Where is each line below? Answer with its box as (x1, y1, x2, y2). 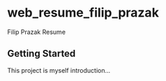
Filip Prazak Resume (7, 28, 66, 36)
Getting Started (7, 48, 76, 60)
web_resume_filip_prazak (7, 5, 159, 21)
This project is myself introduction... (7, 66, 111, 74)
